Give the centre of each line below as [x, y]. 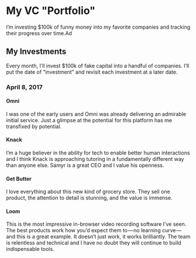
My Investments [36, 52]
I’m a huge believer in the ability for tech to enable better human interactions [98, 153]
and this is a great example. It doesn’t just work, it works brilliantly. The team [98, 237]
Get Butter [19, 178]
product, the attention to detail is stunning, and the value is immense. [89, 198]
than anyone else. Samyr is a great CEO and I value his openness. [85, 166]
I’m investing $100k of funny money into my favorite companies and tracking [98, 27]
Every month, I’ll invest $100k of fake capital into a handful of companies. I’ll [98, 66]
